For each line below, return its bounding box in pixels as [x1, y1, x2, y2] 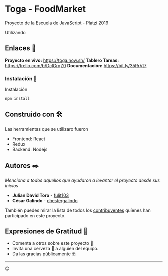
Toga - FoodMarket [5, 3, 86, 15]
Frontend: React [12, 136, 46, 142]
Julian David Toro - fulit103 [12, 192, 69, 198]
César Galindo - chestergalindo [12, 197, 78, 203]
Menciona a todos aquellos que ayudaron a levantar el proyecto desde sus [5, 177, 160, 183]
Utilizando [5, 29, 26, 35]
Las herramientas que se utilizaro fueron [5, 126, 88, 132]
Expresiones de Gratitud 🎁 [5, 227, 88, 236]
